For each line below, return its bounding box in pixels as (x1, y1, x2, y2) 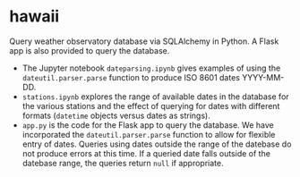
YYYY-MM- (241, 72, 285, 82)
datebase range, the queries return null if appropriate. (21, 157, 224, 168)
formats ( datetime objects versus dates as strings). (21, 110, 210, 121)
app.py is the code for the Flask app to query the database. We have (21, 119, 275, 131)
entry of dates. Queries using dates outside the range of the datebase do (21, 139, 292, 149)
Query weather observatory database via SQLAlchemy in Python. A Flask (9, 36, 279, 46)
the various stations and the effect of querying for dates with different (21, 100, 280, 111)
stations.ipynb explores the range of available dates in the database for (21, 91, 289, 102)
